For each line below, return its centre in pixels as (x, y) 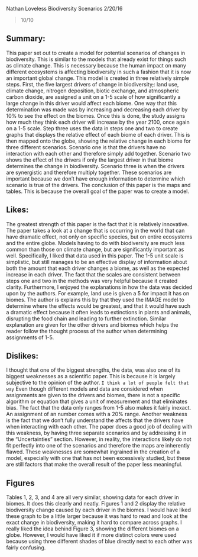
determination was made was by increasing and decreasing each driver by (97, 110)
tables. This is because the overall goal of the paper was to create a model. (98, 191)
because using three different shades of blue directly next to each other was (99, 542)
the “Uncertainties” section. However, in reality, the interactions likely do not (99, 439)
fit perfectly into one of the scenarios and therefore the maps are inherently (98, 446)
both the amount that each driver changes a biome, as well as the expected (98, 268)
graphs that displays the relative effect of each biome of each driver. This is (98, 134)
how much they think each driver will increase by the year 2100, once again (98, 122)
